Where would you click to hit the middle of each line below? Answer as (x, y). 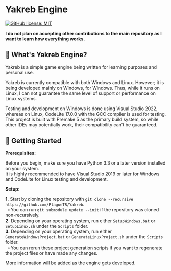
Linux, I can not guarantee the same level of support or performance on (80, 93)
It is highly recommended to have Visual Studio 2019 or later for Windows (82, 174)
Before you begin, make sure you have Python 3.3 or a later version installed (86, 163)
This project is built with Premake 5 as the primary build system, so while (82, 119)
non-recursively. (22, 215)
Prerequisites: (21, 153)
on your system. (22, 168)
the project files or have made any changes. (52, 253)
